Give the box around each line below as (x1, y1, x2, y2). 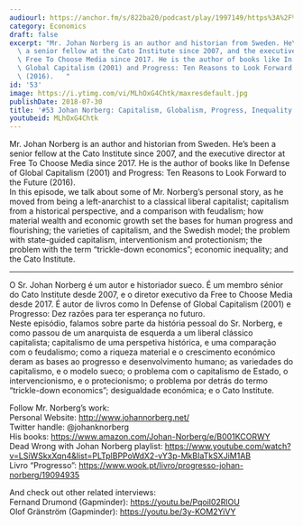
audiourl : (9, 13, 47, 23)
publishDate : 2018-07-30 (9, 97, 103, 106)
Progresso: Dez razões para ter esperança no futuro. (9, 309, 206, 319)
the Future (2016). (9, 177, 77, 188)
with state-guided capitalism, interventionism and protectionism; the (9, 235, 263, 245)
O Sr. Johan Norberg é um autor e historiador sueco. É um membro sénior (9, 280, 284, 291)
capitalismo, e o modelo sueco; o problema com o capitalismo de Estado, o (9, 366, 289, 377)
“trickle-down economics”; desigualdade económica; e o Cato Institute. (9, 385, 275, 396)
